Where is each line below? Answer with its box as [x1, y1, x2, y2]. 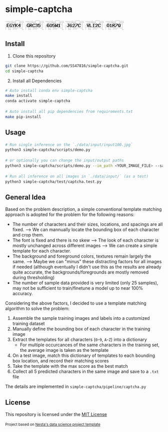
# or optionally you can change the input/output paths [5, 158, 124, 163]
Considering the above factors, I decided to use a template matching [5, 300, 146, 306]
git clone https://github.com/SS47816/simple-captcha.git [5, 63, 128, 68]
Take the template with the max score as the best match [12, 363, 128, 369]
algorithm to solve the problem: [5, 306, 70, 312]
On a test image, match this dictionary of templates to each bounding [12, 352, 155, 359]
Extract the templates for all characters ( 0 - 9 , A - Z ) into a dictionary [12, 337, 147, 343]
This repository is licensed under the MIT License [5, 411, 107, 417]
